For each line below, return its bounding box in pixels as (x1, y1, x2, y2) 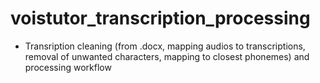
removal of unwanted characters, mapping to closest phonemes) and (24, 50, 310, 62)
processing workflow (24, 61, 112, 73)
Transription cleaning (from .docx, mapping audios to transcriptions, (24, 40, 306, 52)
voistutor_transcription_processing (10, 7, 311, 30)
